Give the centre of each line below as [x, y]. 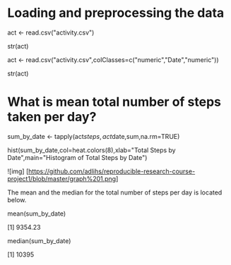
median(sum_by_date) [39, 240]
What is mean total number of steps [114, 102]
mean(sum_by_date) [37, 214]
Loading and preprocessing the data [116, 13]
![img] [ [18, 171]
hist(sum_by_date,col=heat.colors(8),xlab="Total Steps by [91, 150]
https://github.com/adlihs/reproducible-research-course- [112, 171]
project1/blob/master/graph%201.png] [63, 178]
